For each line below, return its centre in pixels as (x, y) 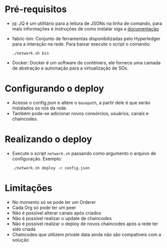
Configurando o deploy (55, 88)
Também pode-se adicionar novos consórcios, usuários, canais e (80, 113)
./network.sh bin (30, 53)
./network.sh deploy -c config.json (51, 168)
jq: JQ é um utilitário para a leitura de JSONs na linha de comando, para (87, 23)
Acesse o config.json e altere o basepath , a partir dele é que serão (81, 102)
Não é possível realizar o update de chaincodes (62, 218)
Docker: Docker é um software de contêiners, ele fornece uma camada (86, 62)
